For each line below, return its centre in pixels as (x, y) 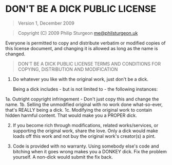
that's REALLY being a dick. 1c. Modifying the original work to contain (79, 110)
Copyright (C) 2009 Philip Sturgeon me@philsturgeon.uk (78, 33)
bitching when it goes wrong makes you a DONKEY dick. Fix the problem (90, 151)
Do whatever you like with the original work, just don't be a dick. (81, 79)
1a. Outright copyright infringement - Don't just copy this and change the (82, 99)
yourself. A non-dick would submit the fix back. (63, 157)
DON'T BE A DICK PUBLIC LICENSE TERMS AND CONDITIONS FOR (89, 64)
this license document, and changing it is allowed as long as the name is (82, 48)
